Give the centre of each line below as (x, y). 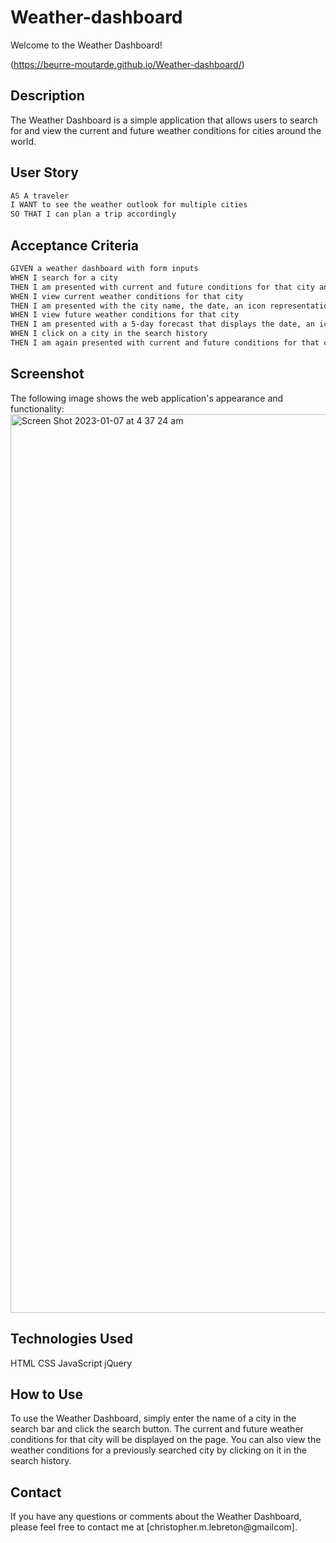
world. (23, 141)
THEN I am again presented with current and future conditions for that (165, 343)
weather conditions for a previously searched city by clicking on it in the (158, 1450)
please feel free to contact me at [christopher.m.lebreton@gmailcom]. (154, 1527)
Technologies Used (71, 1339)
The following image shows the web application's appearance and (147, 398)
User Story (44, 172)
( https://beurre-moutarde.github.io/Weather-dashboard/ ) (127, 64)
